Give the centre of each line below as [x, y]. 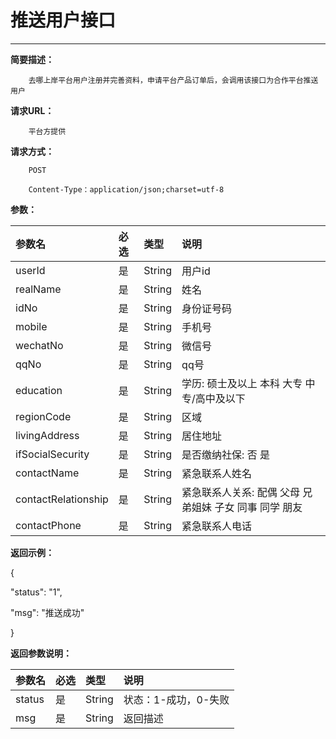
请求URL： [32, 110]
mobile [31, 326]
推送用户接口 [63, 20]
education [39, 390]
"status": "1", [36, 592]
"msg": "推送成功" [47, 612]
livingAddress [47, 435]
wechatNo [39, 345]
